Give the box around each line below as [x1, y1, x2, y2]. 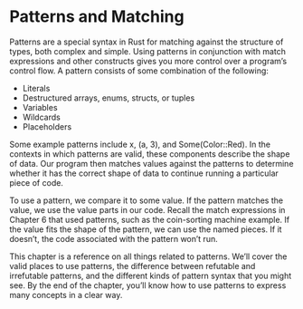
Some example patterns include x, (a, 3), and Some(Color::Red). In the [9, 139, 271, 150]
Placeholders [22, 121, 72, 132]
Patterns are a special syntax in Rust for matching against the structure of [9, 36, 284, 47]
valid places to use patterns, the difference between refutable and [9, 260, 256, 271]
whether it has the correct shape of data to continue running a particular [9, 168, 279, 179]
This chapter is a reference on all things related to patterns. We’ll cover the [9, 251, 288, 262]
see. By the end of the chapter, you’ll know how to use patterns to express [9, 279, 287, 291]
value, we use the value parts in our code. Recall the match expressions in [9, 204, 286, 215]
